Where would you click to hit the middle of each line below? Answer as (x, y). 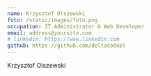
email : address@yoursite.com (49, 33)
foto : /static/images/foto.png (53, 20)
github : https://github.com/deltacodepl (67, 46)
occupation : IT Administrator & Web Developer (76, 26)
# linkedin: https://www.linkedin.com (63, 39)
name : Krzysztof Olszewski (46, 13)
